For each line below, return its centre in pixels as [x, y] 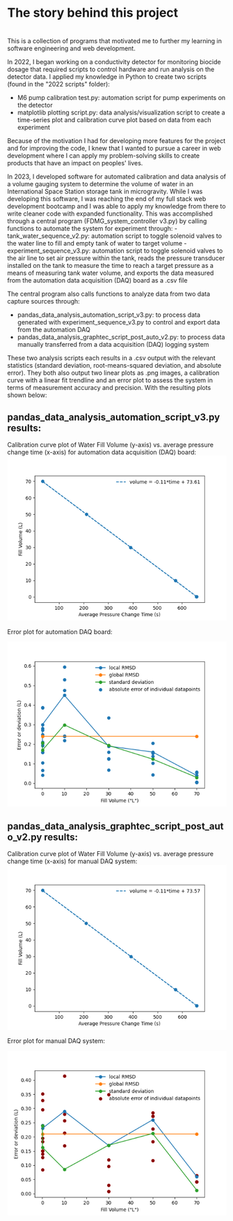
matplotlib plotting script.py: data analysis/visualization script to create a [121, 112]
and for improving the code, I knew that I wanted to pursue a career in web [114, 149]
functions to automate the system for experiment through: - [92, 229]
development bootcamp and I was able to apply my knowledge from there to [116, 207]
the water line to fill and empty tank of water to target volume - [97, 244]
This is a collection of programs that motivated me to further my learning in [115, 41]
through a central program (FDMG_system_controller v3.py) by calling [107, 221]
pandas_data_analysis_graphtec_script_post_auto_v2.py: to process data [121, 337]
